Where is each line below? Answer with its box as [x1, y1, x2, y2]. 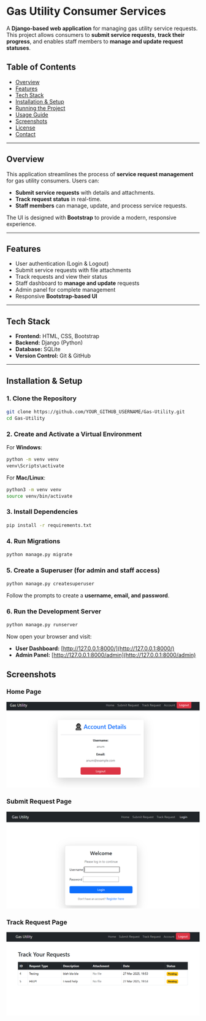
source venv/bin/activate [6, 493, 72, 499]
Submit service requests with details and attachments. [15, 188, 155, 196]
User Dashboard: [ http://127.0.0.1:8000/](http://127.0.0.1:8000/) [15, 645, 175, 652]
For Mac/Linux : [6, 474, 46, 481]
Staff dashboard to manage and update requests [15, 279, 140, 287]
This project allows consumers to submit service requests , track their [6, 31, 185, 38]
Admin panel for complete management [15, 286, 116, 293]
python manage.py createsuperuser [6, 581, 95, 587]
